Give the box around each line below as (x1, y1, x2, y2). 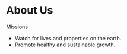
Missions (6, 23, 28, 30)
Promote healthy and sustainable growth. (14, 41, 116, 48)
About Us (6, 4, 53, 17)
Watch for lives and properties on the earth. (14, 34, 122, 42)
